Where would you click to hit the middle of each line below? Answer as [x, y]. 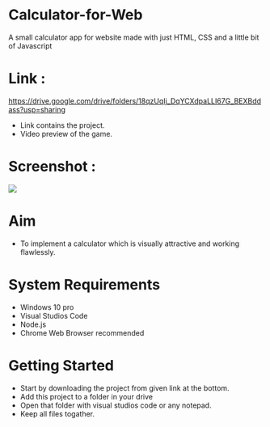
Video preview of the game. [66, 133]
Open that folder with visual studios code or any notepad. [116, 405]
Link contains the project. [62, 125]
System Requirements [84, 284]
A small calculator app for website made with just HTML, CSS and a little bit [134, 37]
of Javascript [30, 45]
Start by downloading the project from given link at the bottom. [124, 388]
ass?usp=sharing [37, 109]
